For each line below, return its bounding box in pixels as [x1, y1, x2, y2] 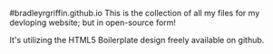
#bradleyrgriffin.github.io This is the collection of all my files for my [9, 8, 260, 18]
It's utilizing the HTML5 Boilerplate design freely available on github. [9, 35, 265, 45]
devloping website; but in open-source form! [9, 17, 177, 28]
